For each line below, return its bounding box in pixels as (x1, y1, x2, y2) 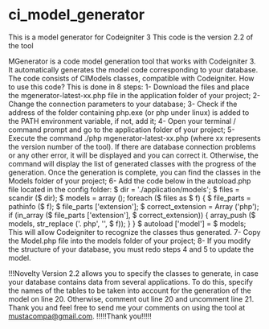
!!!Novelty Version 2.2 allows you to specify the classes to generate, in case (8, 268, 259, 278)
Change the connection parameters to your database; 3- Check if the (8, 99, 238, 109)
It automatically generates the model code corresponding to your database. (8, 64, 259, 74)
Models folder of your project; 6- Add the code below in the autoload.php (8, 175, 251, 186)
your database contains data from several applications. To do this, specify (8, 277, 253, 286)
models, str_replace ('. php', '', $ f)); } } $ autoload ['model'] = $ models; (8, 219, 247, 228)
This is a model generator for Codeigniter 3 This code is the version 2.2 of (8, 32, 254, 42)
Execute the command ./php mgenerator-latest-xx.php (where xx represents (8, 133, 261, 142)
